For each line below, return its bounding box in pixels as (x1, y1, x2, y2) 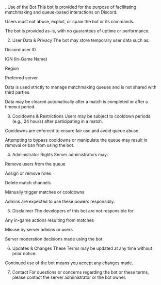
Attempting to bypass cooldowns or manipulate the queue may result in (5, 137, 148, 143)
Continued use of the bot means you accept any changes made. (5, 260, 133, 266)
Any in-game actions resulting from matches (5, 217, 94, 223)
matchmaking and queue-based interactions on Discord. (5, 9, 118, 15)
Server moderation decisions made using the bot (5, 236, 103, 241)
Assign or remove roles (5, 170, 51, 176)
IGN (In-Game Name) (5, 56, 48, 62)
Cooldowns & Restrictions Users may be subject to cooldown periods (12, 113, 151, 119)
